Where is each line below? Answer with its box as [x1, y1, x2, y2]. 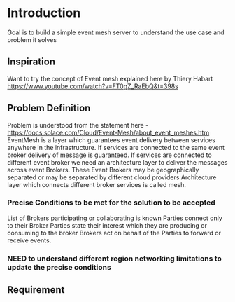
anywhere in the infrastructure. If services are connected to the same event [7, 143, 225, 151]
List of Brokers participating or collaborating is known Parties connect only [7, 214, 222, 222]
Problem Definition [7, 102, 91, 114]
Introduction [7, 5, 81, 21]
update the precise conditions [7, 262, 112, 272]
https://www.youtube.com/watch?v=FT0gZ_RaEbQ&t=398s [7, 82, 178, 90]
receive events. [7, 236, 52, 245]
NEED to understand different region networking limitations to [7, 254, 222, 263]
